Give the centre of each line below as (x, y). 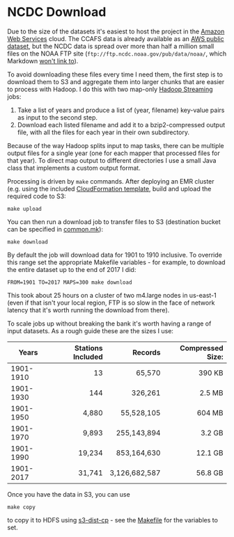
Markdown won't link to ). (43, 61)
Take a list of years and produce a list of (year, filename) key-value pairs (121, 110)
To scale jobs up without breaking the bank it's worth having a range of (109, 323)
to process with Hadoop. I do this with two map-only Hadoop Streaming (110, 89)
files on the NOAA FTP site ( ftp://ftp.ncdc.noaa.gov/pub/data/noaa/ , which (117, 54)
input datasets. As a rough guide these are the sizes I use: (91, 330)
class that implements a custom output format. (74, 168)
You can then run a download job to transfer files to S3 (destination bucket (114, 222)
